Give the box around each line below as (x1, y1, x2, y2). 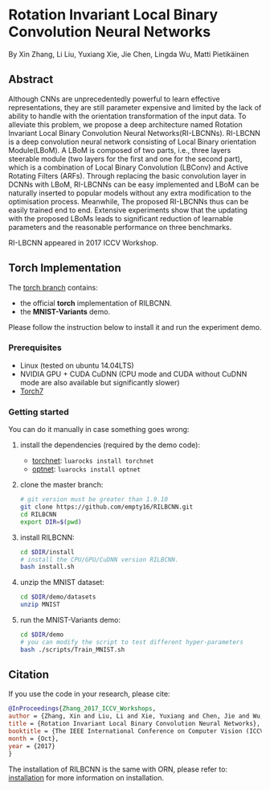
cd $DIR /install (19, 548, 75, 556)
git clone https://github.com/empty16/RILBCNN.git (19, 503, 194, 512)
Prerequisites (8, 342, 62, 353)
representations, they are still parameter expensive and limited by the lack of (8, 102, 262, 112)
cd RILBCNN (19, 510, 57, 518)
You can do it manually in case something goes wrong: (8, 425, 190, 434)
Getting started (8, 406, 70, 418)
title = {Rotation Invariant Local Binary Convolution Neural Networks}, (8, 720, 261, 728)
